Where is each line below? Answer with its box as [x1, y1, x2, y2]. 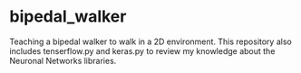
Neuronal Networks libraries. [9, 55, 117, 66]
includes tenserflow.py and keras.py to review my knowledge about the [9, 45, 276, 56]
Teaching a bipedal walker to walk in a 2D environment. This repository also [9, 36, 292, 47]
